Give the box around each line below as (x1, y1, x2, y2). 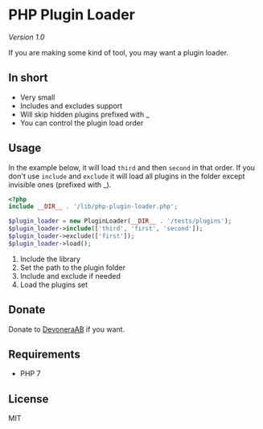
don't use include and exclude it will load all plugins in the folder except (8, 171, 245, 181)
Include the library (19, 254, 80, 264)
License (8, 392, 49, 406)
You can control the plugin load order (19, 118, 144, 128)
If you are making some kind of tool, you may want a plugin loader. (8, 47, 229, 57)
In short (8, 71, 48, 85)
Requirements (8, 348, 80, 362)
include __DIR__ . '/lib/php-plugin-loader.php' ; (8, 202, 179, 210)
